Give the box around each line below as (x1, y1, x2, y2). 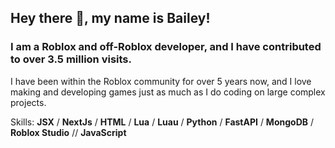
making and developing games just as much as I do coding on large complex (10, 86, 326, 98)
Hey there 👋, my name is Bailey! (10, 10, 211, 27)
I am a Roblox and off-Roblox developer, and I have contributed (10, 40, 322, 54)
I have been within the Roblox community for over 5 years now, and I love (10, 75, 312, 87)
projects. (10, 96, 47, 108)
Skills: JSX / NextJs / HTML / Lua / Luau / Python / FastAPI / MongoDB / (10, 116, 314, 128)
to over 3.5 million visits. (10, 52, 132, 66)
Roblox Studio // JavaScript (10, 126, 127, 138)
